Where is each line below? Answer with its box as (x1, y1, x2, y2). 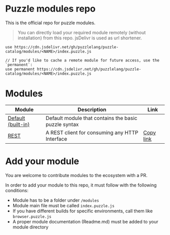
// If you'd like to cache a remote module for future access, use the (5, 57, 159, 63)
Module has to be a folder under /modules (12, 197, 100, 203)
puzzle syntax (45, 121, 79, 128)
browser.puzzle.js (12, 214, 52, 219)
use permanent (5, 67, 35, 72)
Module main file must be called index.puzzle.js (12, 202, 115, 208)
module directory (12, 224, 49, 230)
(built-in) (8, 121, 30, 128)
